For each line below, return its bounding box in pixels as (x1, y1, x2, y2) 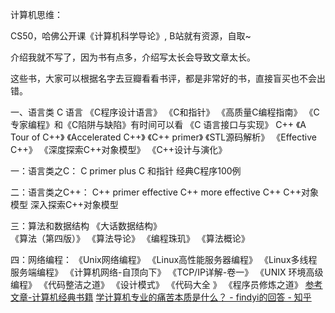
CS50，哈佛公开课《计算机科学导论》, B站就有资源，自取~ (10, 30, 252, 42)
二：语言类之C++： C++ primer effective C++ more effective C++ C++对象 (10, 186, 320, 198)
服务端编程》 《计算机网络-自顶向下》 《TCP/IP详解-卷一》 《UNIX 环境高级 (10, 266, 324, 278)
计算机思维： (10, 9, 63, 20)
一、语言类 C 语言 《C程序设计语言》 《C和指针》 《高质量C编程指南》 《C (10, 106, 320, 118)
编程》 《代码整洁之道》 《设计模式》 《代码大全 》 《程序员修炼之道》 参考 (10, 279, 323, 290)
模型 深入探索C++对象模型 (10, 199, 119, 210)
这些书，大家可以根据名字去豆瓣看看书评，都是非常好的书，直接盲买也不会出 (10, 73, 326, 84)
